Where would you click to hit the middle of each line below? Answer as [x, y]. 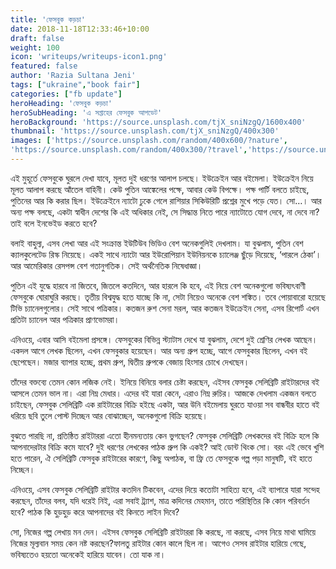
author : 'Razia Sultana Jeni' [73, 76]
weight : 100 [35, 47]
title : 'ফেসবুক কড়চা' [48, 19]
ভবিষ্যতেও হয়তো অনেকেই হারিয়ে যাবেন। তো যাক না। [88, 554]
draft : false [37, 38]
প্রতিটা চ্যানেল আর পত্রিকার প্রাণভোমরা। [65, 319]
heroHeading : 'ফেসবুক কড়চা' [61, 103]
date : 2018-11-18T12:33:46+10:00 [80, 29]
